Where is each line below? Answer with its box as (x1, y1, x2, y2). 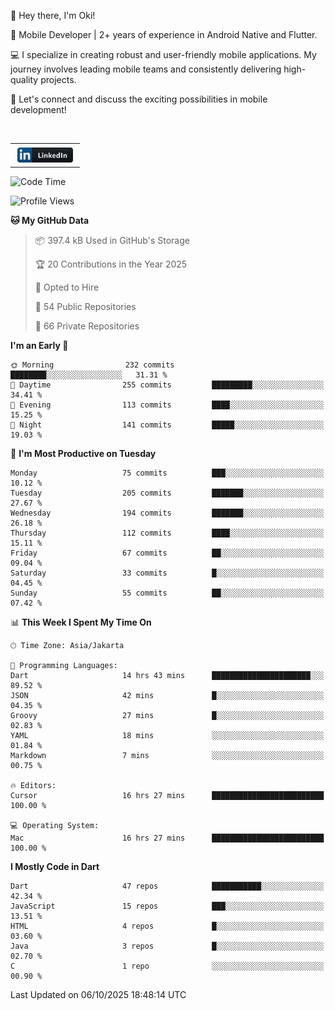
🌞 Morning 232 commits (10, 360, 175, 370)
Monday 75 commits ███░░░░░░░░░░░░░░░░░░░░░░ (10, 468, 325, 479)
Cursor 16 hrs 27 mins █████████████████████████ (10, 791, 325, 801)
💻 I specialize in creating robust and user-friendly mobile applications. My (10, 49, 317, 60)
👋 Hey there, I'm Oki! (10, 10, 96, 21)
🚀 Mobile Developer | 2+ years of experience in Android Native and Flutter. (10, 29, 318, 40)
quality (10, 74, 39, 85)
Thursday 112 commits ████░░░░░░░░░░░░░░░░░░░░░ (10, 528, 325, 539)
